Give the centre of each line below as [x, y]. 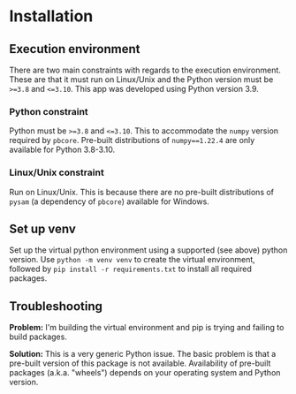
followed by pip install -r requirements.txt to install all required [130, 269]
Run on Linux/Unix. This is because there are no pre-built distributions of [142, 192]
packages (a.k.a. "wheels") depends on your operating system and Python [145, 373]
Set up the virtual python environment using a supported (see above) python [148, 250]
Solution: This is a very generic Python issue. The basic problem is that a [143, 354]
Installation [51, 16]
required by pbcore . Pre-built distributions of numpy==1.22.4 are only [132, 140]
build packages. [38, 337]
